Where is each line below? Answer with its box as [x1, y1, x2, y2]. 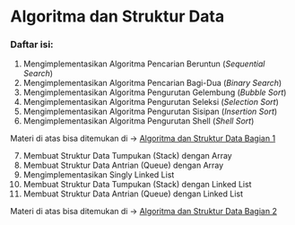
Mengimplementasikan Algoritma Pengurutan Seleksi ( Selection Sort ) [22, 97, 279, 108]
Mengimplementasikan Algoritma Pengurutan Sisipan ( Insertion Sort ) [22, 106, 278, 117]
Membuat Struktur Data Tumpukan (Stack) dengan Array [22, 151, 232, 161]
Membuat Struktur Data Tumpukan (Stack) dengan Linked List [22, 179, 252, 190]
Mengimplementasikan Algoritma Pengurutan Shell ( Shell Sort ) [22, 116, 255, 126]
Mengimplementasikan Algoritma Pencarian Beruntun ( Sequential [22, 58, 265, 69]
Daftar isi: [10, 39, 54, 51]
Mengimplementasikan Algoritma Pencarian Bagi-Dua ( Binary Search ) [22, 78, 282, 89]
